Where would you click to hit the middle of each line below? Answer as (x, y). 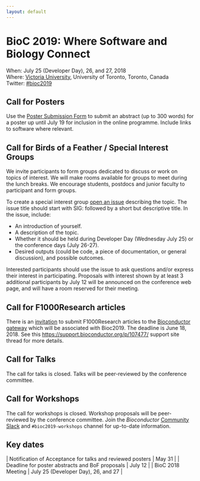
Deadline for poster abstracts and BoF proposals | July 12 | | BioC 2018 (93, 465)
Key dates (25, 445)
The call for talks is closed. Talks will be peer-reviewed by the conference (96, 374)
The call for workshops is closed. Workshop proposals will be (82, 413)
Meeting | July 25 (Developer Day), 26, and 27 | (65, 471)
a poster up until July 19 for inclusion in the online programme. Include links (99, 122)
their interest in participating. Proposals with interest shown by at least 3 (95, 276)
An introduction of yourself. (48, 226)
